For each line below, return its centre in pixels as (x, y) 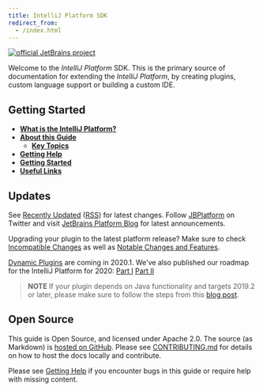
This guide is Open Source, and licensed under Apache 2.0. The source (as (130, 338)
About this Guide (48, 137)
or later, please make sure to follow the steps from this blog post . (133, 295)
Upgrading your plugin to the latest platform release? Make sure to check (127, 239)
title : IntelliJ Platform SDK (58, 15)
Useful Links (41, 171)
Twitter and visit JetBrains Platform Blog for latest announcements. (117, 223)
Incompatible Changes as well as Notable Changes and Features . (114, 247)
